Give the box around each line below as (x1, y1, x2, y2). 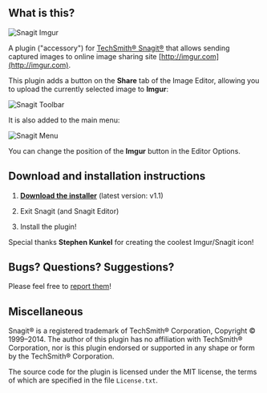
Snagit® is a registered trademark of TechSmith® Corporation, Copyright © (8, 326, 257, 335)
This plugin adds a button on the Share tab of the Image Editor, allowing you (8, 75, 260, 85)
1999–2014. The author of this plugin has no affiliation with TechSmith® (8, 335, 243, 344)
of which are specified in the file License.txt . (8, 375, 159, 385)
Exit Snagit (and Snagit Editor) (19, 206, 119, 215)
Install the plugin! (19, 222, 77, 231)
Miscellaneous (8, 304, 83, 319)
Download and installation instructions (8, 170, 206, 183)
